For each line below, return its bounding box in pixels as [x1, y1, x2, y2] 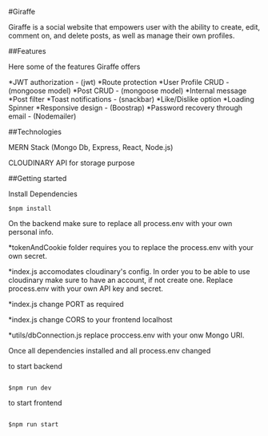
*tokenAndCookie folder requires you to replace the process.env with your [8, 243, 254, 252]
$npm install [8, 204, 52, 212]
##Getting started [8, 174, 67, 183]
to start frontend [8, 398, 62, 407]
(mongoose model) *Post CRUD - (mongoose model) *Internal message [8, 86, 247, 95]
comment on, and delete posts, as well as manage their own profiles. [8, 31, 235, 40]
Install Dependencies [8, 189, 78, 199]
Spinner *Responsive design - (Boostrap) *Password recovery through [8, 103, 242, 112]
